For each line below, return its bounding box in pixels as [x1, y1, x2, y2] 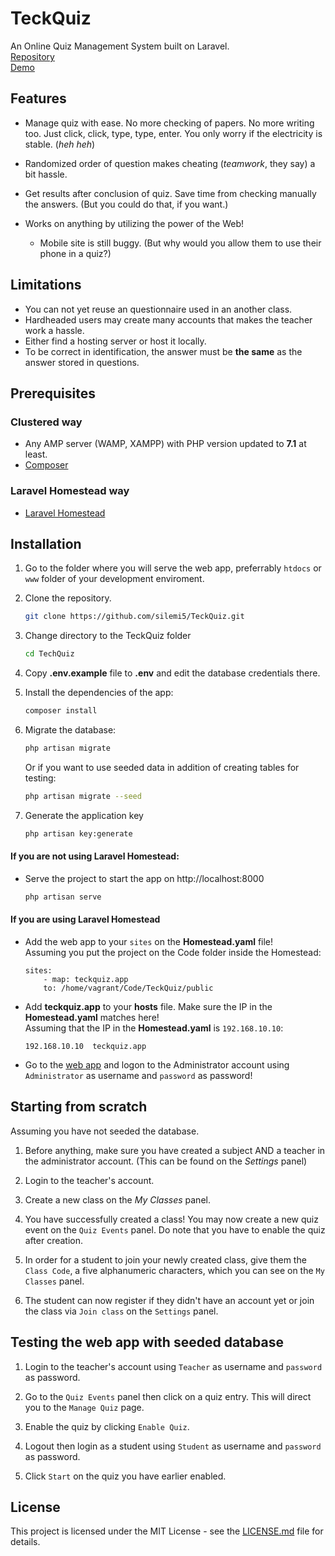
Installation [10, 535, 82, 552]
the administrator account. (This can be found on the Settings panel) [24, 1155, 308, 1167]
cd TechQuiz [24, 649, 75, 659]
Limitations [10, 277, 82, 294]
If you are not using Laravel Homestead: [10, 850, 180, 862]
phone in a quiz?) [39, 247, 112, 259]
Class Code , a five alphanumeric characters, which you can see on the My [24, 1264, 325, 1276]
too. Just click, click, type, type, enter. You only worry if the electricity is [24, 127, 323, 139]
